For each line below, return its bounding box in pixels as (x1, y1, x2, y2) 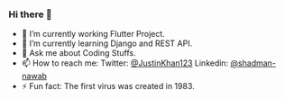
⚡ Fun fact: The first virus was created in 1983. (21, 81, 195, 92)
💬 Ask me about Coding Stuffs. (21, 48, 136, 58)
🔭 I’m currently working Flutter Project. (21, 29, 166, 40)
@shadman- (230, 58, 277, 68)
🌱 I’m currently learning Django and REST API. (21, 38, 193, 49)
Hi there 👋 (8, 8, 53, 21)
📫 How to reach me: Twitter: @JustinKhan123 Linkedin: (21, 58, 229, 68)
